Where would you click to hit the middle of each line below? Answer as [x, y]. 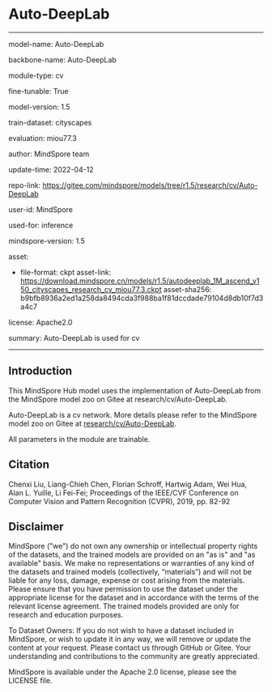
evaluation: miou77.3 [42, 138]
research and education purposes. [66, 615]
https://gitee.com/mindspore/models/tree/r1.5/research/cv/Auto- [150, 185]
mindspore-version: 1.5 [47, 240]
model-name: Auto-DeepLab [56, 44]
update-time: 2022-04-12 [51, 169]
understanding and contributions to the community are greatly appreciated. [134, 656]
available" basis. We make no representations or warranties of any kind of [132, 563]
